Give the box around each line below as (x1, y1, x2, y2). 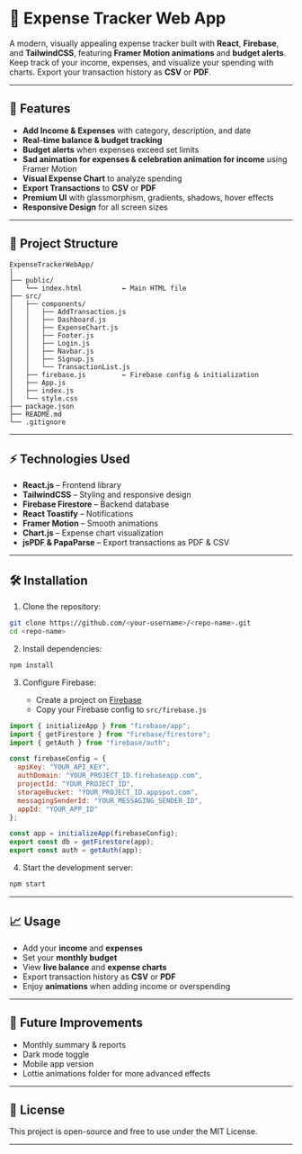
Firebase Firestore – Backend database (22, 499, 170, 509)
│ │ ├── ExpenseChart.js (9, 323, 119, 332)
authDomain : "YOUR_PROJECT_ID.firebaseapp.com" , (17, 771, 203, 780)
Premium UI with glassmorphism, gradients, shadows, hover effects (22, 192, 274, 203)
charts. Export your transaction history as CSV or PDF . (9, 67, 212, 77)
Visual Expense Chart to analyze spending (22, 173, 182, 184)
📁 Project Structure (9, 236, 119, 251)
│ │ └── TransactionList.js (9, 362, 130, 372)
